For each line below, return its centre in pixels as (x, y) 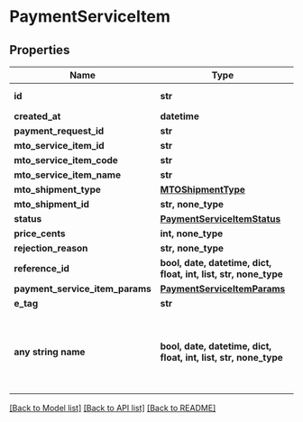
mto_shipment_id (52, 204)
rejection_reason (51, 248)
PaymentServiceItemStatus (220, 219)
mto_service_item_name (68, 175)
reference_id (42, 268)
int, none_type (192, 234)
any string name (50, 352)
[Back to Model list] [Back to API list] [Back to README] (113, 408)
